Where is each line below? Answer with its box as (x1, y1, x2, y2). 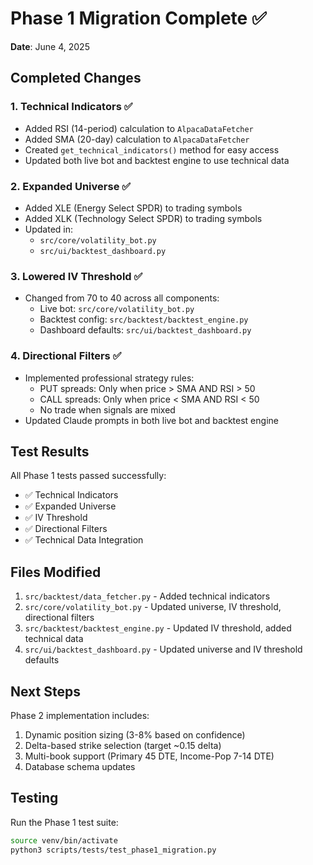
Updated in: (24, 223, 74, 235)
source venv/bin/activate (10, 835, 118, 846)
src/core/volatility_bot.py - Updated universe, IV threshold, (24, 601, 282, 613)
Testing (10, 790, 59, 807)
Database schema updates (24, 760, 136, 772)
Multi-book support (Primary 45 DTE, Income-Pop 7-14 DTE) (24, 750, 275, 762)
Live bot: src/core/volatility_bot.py (39, 303, 195, 315)
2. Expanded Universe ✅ (10, 179, 132, 193)
